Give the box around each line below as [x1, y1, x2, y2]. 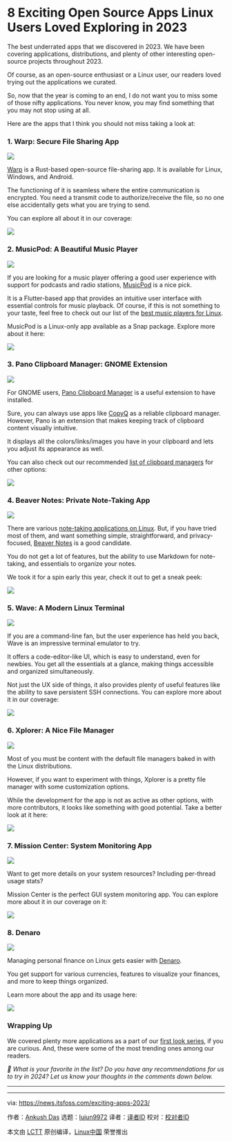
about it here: [7, 329, 46, 338]
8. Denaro [7, 928, 41, 937]
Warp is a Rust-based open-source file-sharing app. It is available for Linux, [7, 165, 223, 174]
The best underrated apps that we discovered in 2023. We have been [7, 42, 205, 50]
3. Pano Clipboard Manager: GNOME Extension [7, 360, 168, 369]
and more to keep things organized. [7, 977, 108, 986]
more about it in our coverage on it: [7, 898, 108, 906]
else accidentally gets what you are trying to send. [7, 201, 151, 209]
